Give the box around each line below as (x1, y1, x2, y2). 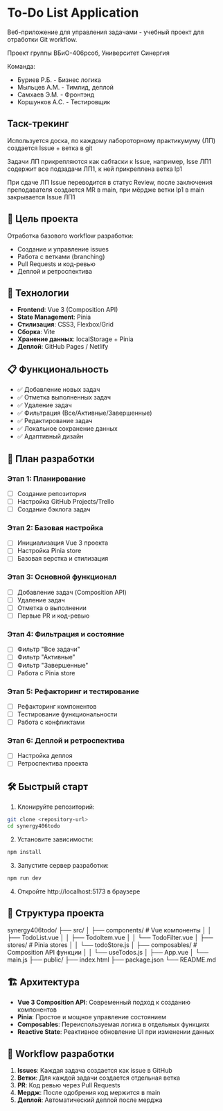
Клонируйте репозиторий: (17, 803, 95, 811)
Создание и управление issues (17, 245, 109, 253)
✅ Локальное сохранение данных (17, 425, 118, 433)
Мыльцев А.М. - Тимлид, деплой (17, 83, 114, 91)
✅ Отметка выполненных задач (17, 393, 111, 402)
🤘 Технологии (7, 287, 69, 299)
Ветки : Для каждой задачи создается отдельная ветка (17, 1073, 181, 1082)
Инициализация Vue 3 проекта (17, 538, 109, 547)
